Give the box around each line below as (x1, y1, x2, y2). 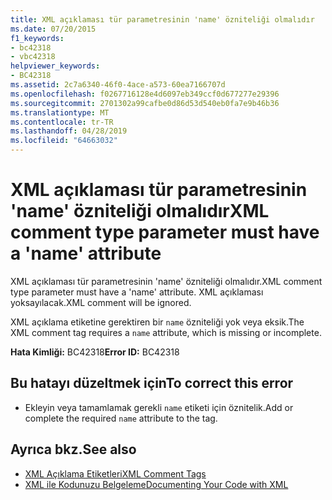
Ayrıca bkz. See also (10, 441, 137, 458)
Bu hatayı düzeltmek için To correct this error (10, 375, 294, 392)
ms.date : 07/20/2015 (10, 24, 97, 34)
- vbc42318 (10, 52, 56, 62)
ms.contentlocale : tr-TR (10, 117, 114, 127)
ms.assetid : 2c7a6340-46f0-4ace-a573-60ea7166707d (10, 80, 226, 90)
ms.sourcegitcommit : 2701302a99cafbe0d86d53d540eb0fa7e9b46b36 (10, 98, 280, 108)
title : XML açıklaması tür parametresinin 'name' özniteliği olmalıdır (10, 14, 315, 25)
